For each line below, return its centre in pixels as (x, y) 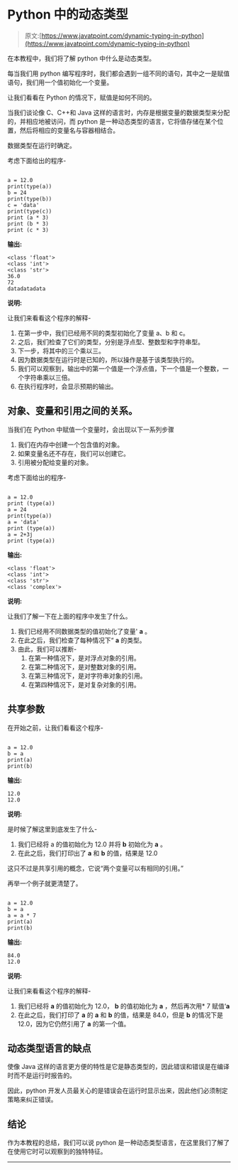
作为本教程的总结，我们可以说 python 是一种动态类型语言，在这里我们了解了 (119, 1143)
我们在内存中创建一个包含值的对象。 (70, 445)
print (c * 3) (28, 230)
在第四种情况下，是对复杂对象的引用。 (84, 684)
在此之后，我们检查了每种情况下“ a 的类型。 (81, 640)
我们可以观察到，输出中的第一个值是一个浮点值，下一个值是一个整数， (120, 368)
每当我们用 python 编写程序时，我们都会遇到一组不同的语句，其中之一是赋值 (119, 73)
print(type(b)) (30, 199)
